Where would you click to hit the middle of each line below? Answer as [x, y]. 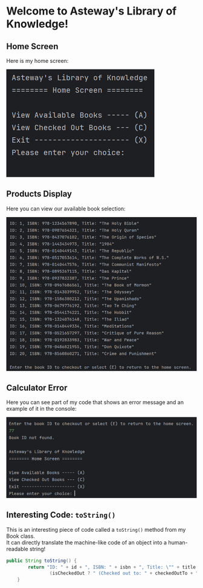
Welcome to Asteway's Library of [92, 11]
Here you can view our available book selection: [66, 208]
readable [17, 549]
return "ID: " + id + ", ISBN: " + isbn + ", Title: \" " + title [112, 567]
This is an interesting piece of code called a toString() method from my [96, 529]
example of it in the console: [41, 409]
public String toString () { [42, 561]
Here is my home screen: [37, 61]
